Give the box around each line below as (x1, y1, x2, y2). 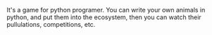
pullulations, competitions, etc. (6, 21, 96, 28)
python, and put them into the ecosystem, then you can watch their (6, 13, 201, 21)
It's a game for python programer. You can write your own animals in (6, 6, 206, 14)
